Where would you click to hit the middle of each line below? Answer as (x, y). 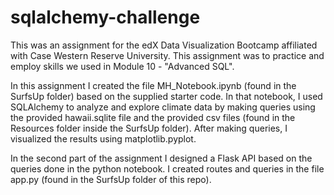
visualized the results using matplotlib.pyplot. (103, 138)
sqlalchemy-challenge (105, 17)
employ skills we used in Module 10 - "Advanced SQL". (122, 66)
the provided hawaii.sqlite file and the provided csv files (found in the (153, 117)
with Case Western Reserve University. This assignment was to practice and (167, 55)
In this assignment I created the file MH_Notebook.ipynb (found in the (153, 85)
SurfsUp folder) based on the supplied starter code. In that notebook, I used (166, 96)
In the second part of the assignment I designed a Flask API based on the (161, 158)
